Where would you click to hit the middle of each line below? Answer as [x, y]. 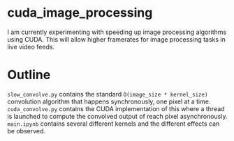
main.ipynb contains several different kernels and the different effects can [114, 124]
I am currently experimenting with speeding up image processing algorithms [117, 32]
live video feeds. [31, 47]
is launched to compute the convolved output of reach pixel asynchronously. [117, 116]
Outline [29, 75]
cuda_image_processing [80, 13]
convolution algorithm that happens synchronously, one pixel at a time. [109, 101]
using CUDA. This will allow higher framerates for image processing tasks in [116, 39]
